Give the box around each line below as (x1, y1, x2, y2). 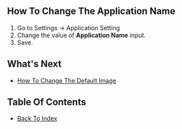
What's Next (7, 58, 62, 70)
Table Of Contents (7, 96, 87, 108)
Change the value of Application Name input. (16, 31, 146, 39)
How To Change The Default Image (16, 76, 116, 84)
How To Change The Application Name (7, 5, 176, 17)
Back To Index (16, 115, 57, 123)
